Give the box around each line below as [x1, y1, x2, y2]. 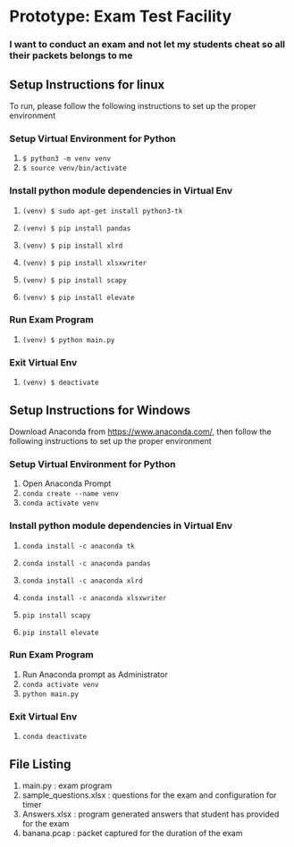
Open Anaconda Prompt [21, 478, 112, 489]
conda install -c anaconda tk [21, 541, 136, 550]
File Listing [9, 757, 71, 772]
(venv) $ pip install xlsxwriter [21, 258, 147, 267]
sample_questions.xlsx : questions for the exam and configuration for [21, 789, 277, 801]
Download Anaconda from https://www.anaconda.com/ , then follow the [9, 426, 272, 437]
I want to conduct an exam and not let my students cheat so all [9, 38, 286, 51]
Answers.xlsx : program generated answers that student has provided [21, 809, 280, 819]
